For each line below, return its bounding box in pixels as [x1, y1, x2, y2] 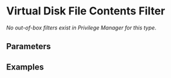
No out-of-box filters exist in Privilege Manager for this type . [6, 24, 157, 31]
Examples [6, 62, 44, 72]
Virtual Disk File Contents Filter [6, 4, 166, 18]
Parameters [6, 41, 51, 52]
